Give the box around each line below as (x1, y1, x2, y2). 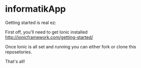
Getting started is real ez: (5, 20, 57, 25)
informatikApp (5, 3, 66, 15)
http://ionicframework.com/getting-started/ (5, 34, 93, 40)
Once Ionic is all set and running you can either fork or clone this (5, 44, 137, 49)
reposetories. (5, 49, 32, 55)
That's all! (5, 58, 25, 64)
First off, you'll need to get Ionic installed (5, 29, 88, 35)
